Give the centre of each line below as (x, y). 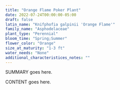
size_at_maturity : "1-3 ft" (35, 48)
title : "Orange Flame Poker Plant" (43, 10)
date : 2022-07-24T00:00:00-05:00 (41, 15)
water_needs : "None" (27, 53)
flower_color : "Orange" (31, 43)
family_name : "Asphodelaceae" (38, 29)
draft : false (19, 19)
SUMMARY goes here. (29, 72)
